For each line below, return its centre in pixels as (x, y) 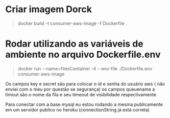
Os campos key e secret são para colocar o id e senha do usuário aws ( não (85, 84)
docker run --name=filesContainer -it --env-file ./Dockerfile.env (85, 68)
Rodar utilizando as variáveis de (75, 44)
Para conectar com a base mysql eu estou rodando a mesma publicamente (84, 104)
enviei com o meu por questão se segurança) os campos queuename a (80, 89)
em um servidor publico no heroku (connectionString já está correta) (77, 109)
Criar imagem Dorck (48, 9)
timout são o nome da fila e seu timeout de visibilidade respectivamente (81, 94)
